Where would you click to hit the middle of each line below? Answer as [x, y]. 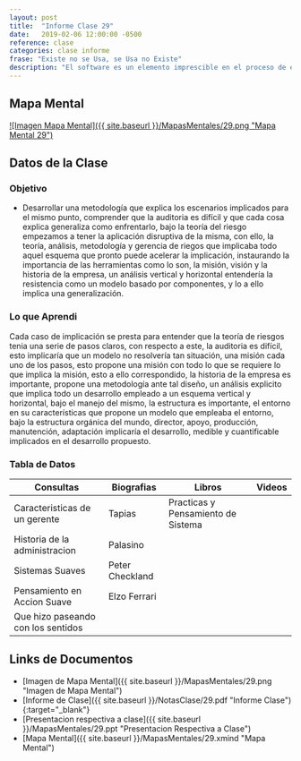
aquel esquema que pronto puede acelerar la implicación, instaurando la [155, 255]
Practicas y [192, 502]
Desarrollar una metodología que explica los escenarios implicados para [155, 208]
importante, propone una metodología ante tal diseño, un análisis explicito [146, 384]
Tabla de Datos [43, 464]
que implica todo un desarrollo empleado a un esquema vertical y [130, 393]
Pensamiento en [48, 590]
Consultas [57, 487]
